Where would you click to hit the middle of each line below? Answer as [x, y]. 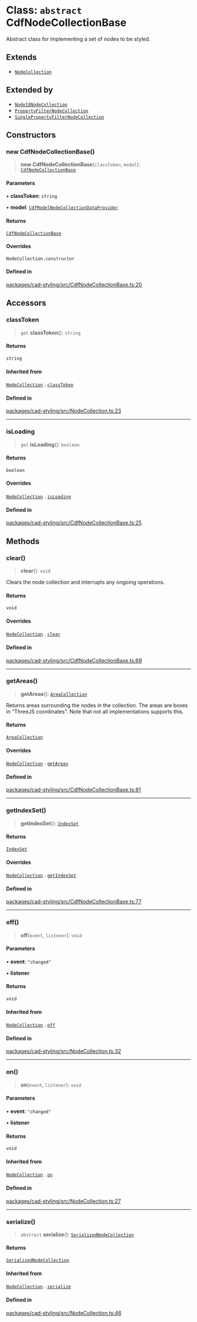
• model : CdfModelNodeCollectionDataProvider [62, 207]
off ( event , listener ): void [51, 935]
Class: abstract [44, 10]
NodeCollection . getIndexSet [41, 875]
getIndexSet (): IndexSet [50, 823]
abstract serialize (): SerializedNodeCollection [77, 1234]
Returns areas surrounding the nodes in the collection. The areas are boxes [97, 705]
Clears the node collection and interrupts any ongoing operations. [86, 582]
